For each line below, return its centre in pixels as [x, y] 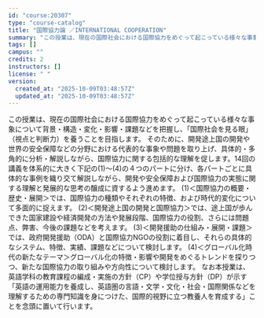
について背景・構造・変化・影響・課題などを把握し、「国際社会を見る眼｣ [132, 129]
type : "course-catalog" [47, 23]
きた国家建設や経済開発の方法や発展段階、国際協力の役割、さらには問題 [132, 218]
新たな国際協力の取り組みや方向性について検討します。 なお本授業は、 [136, 267]
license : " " [29, 74]
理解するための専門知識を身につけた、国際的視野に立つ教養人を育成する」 [128, 297]
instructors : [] [35, 67]
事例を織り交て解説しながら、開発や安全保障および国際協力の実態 [135, 179]
